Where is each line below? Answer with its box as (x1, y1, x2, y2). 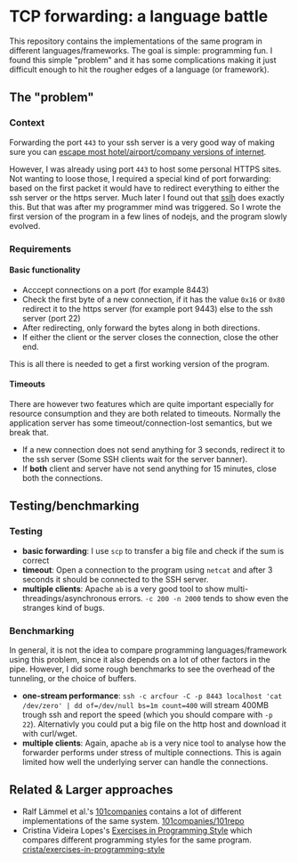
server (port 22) (21, 313, 82, 323)
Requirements (9, 242, 72, 255)
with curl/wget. (21, 728, 78, 738)
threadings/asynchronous (21, 592, 117, 603)
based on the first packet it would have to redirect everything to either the (9, 183, 280, 193)
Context (9, 117, 45, 129)
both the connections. (21, 472, 103, 483)
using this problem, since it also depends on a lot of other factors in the (9, 654, 271, 664)
